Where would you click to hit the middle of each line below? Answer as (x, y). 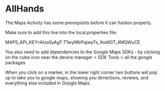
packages (15, 62)
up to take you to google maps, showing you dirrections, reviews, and (77, 77)
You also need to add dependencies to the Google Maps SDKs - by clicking (82, 52)
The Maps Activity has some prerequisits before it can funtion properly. (79, 23)
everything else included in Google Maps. (48, 83)
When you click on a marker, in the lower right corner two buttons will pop (81, 72)
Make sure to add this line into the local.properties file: (61, 32)
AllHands (25, 9)
